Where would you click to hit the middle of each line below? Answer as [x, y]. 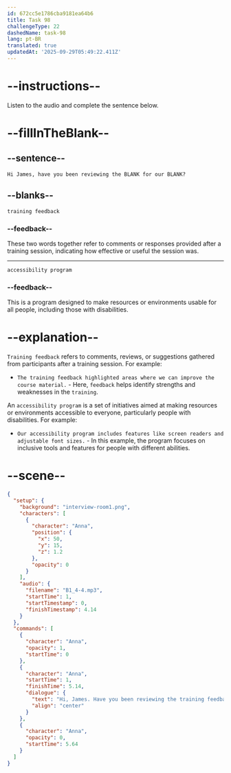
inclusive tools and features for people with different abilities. [103, 448]
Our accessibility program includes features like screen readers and [120, 434]
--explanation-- [53, 338]
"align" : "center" [58, 705]
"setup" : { [29, 501]
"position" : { [52, 533]
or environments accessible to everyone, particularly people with [99, 413]
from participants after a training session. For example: [85, 364]
